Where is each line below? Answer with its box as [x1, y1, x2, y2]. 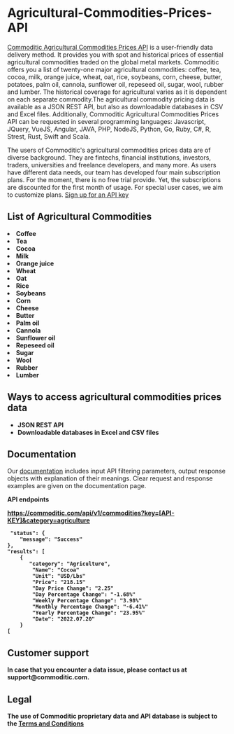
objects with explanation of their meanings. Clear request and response [7, 474, 213, 483]
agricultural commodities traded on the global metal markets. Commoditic [7, 57, 219, 66]
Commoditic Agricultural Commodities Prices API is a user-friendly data [7, 43, 213, 51]
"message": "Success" [20, 536, 82, 543]
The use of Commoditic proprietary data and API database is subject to [7, 712, 218, 720]
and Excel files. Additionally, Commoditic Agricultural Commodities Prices [7, 110, 219, 118]
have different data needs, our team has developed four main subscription [7, 168, 221, 176]
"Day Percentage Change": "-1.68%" [32, 591, 136, 598]
